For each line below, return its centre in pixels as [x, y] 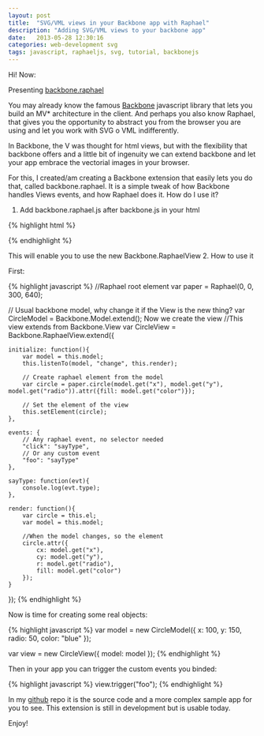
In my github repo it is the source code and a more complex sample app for [130, 699]
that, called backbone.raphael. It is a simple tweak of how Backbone [119, 186]
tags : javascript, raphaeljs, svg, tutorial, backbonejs [104, 52]
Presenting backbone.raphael [56, 90]
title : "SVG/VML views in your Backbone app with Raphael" [109, 23]
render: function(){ [42, 509]
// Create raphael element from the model [93, 377]
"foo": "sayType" [51, 460]
